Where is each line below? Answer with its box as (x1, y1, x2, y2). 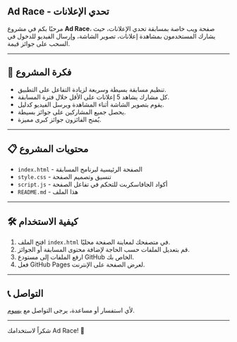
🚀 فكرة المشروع (7, 66, 72, 78)
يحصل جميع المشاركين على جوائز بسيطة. (17, 107, 126, 116)
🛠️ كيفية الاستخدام (7, 215, 79, 228)
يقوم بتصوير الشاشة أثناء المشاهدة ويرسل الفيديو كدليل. (17, 100, 164, 109)
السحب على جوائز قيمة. (7, 39, 71, 48)
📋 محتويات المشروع (7, 143, 89, 155)
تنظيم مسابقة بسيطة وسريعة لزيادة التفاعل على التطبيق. (17, 85, 167, 94)
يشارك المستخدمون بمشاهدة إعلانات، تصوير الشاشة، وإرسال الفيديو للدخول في (7, 32, 216, 40)
